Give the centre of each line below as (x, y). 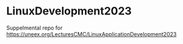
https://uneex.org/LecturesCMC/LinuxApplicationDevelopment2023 (91, 34)
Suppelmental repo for (34, 28)
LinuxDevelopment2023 (69, 11)
